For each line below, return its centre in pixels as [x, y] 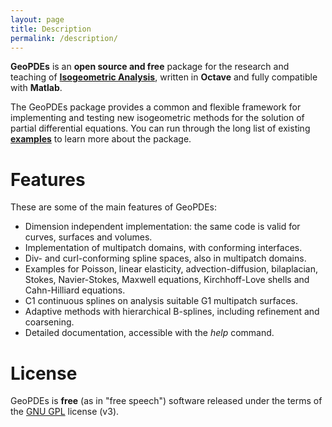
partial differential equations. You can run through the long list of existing [160, 128]
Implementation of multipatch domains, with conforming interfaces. [163, 248]
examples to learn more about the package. [101, 139]
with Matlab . [36, 88]
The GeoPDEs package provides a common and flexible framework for [156, 107]
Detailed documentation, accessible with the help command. [149, 333]
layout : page [37, 19]
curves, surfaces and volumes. [88, 237]
